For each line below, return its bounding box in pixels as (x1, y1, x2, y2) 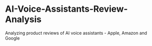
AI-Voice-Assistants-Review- (5, 3, 128, 15)
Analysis (5, 14, 42, 25)
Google (5, 35, 20, 41)
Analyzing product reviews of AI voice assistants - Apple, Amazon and (5, 30, 147, 36)
